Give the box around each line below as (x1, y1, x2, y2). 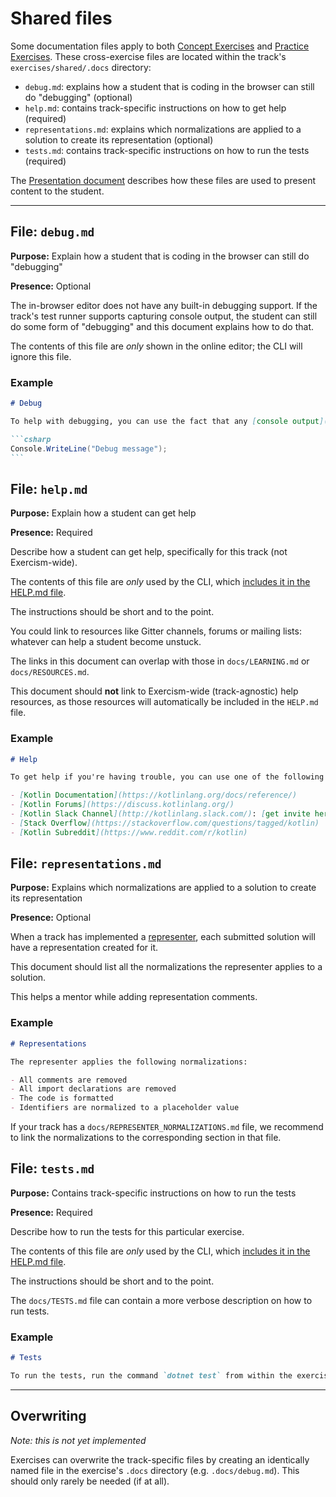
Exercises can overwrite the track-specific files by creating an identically (10, 1453, 310, 1466)
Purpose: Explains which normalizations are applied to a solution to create (10, 882, 317, 894)
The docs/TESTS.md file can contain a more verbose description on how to (10, 1294, 313, 1306)
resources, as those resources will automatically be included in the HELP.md (10, 696, 319, 708)
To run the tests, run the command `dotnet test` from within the (10, 1371, 293, 1381)
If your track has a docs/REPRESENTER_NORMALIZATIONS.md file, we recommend (10, 1121, 324, 1133)
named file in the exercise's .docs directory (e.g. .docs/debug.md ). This (10, 1464, 300, 1476)
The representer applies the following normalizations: (10, 1057, 248, 1067)
